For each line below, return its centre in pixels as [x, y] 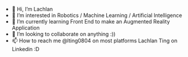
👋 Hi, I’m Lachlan [32, 9]
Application [26, 28]
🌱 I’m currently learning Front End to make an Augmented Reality [91, 21]
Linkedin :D [26, 49]
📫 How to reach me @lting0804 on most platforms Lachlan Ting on [95, 41]
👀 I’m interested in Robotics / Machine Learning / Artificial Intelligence [97, 15]
